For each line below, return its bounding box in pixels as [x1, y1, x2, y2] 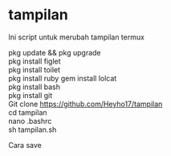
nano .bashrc [8, 116, 52, 125]
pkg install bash [8, 82, 60, 92]
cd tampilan [8, 107, 47, 117]
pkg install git [8, 90, 53, 100]
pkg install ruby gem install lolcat [8, 73, 117, 83]
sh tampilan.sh [8, 125, 57, 134]
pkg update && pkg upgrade [8, 47, 102, 57]
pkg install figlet [8, 56, 62, 66]
